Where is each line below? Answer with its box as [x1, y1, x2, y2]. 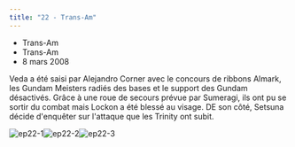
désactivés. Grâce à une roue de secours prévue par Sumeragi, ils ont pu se [9, 92, 287, 103]
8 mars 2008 [21, 56, 69, 66]
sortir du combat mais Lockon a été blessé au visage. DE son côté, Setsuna [9, 101, 284, 112]
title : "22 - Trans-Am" [9, 12, 97, 22]
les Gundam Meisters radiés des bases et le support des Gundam [9, 82, 248, 93]
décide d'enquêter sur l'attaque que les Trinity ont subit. [9, 111, 214, 121]
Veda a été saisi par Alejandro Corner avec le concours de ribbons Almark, [9, 73, 282, 84]
